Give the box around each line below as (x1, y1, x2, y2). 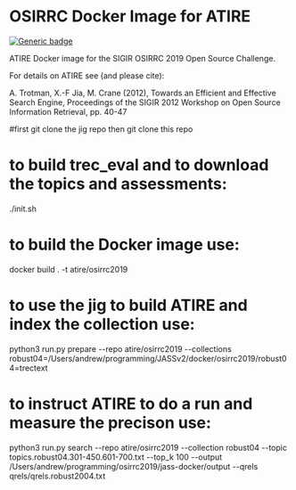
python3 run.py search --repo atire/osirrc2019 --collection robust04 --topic (9, 442, 288, 453)
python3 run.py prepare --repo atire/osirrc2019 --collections (9, 343, 232, 354)
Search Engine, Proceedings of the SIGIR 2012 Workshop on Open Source (9, 96, 281, 108)
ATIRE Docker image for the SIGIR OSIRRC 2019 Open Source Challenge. (9, 53, 276, 63)
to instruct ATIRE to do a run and (9, 394, 253, 413)
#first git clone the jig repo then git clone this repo (9, 123, 193, 135)
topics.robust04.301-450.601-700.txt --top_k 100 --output (9, 452, 223, 462)
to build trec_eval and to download (9, 155, 269, 176)
